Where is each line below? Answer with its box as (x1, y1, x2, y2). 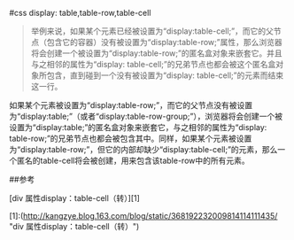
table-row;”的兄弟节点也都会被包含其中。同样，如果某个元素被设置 (9, 133, 252, 143)
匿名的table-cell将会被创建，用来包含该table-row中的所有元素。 (16, 155, 250, 166)
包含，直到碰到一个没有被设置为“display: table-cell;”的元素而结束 (46, 70, 284, 81)
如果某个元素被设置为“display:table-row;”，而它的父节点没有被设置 (9, 100, 253, 110)
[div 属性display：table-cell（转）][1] (9, 193, 140, 203)
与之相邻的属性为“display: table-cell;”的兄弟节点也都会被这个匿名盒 (30, 59, 276, 69)
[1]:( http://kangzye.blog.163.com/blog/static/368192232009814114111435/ (9, 211, 278, 221)
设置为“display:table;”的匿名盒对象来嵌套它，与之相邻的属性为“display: (9, 122, 267, 132)
